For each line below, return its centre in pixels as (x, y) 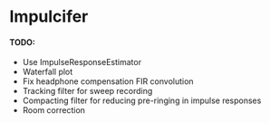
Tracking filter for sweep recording (87, 91)
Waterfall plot (48, 72)
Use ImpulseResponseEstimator (82, 62)
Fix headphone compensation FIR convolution (108, 81)
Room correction (54, 110)
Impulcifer (49, 17)
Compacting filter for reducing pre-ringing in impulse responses (142, 100)
